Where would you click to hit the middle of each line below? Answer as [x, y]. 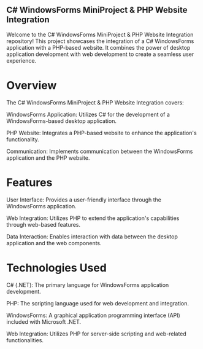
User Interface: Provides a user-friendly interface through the [84, 200]
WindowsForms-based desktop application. [61, 121]
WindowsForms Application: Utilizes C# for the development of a [88, 114]
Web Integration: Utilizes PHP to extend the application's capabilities [93, 218]
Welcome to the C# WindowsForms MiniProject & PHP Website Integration [100, 34]
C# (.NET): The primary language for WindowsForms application [88, 284]
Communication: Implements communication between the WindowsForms [100, 151]
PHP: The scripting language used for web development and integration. [98, 303]
